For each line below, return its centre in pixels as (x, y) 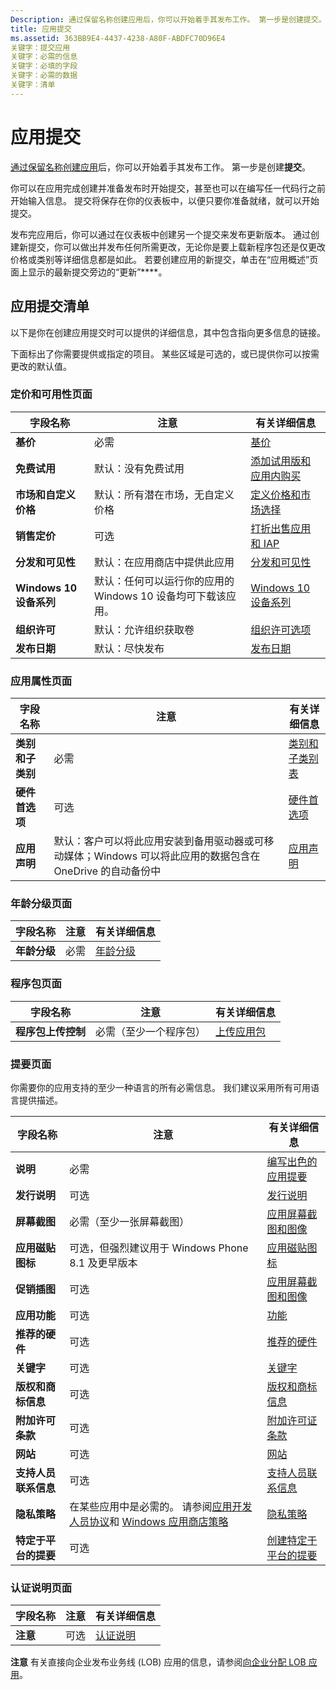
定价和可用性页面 (51, 394)
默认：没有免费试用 (139, 468)
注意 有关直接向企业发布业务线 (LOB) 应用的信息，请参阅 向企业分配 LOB (158, 1662)
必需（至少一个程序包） (151, 1031)
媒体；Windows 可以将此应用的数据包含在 (162, 856)
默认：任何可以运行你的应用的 (164, 581)
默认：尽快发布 (129, 648)
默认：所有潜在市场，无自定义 (164, 494)
